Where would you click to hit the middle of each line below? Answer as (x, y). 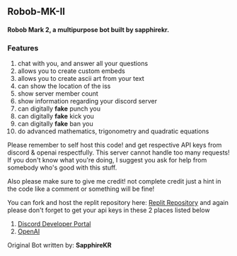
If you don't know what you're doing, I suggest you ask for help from (107, 160)
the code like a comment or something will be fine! (81, 189)
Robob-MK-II (36, 12)
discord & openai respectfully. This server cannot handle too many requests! (118, 152)
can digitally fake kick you (56, 116)
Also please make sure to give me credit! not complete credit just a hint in (114, 182)
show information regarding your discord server (87, 101)
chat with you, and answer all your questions (83, 64)
